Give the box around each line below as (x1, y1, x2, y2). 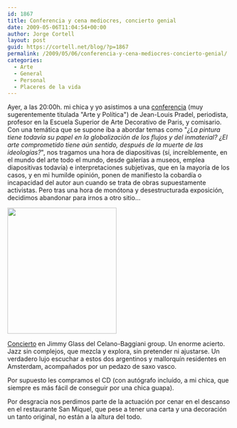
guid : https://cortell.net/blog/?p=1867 (7, 43, 130, 51)
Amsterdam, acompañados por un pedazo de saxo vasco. (7, 362, 177, 371)
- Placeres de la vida (14, 83, 81, 90)
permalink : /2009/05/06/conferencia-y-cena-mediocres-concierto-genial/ (7, 51, 228, 58)
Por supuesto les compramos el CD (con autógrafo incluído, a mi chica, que (7, 376, 229, 385)
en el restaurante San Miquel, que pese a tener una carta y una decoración (7, 405, 227, 414)
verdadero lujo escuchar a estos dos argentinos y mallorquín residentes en (7, 355, 226, 363)
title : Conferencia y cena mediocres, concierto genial (7, 17, 177, 24)
